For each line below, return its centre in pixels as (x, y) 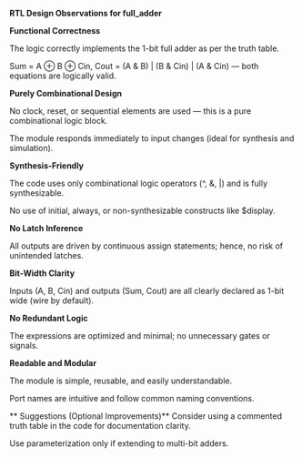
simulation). (31, 148)
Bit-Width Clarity (42, 273)
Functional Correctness (55, 31)
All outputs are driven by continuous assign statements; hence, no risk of (146, 246)
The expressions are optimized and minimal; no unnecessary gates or (140, 336)
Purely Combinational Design (66, 93)
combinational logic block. (59, 121)
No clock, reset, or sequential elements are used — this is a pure (131, 111)
